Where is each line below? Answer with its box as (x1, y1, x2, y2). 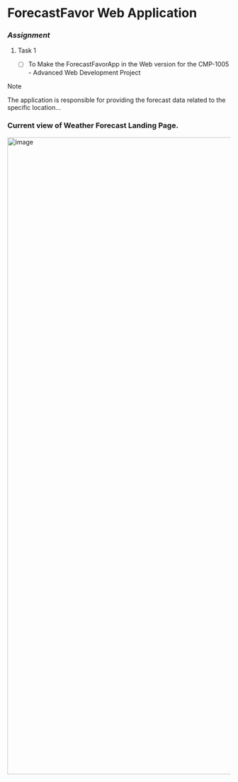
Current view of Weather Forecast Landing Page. (7, 120, 179, 130)
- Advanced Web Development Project (28, 68, 141, 76)
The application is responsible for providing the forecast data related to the (7, 96, 226, 104)
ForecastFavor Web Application (7, 5, 197, 21)
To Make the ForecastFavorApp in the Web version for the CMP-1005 (28, 60, 229, 69)
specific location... (7, 103, 62, 111)
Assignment (7, 30, 51, 40)
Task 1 (17, 46, 37, 55)
